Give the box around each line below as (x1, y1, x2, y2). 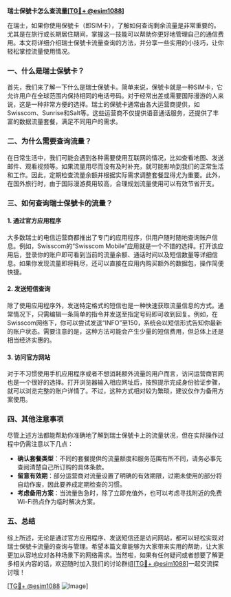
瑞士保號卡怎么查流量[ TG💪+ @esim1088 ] (7, 7, 125, 14)
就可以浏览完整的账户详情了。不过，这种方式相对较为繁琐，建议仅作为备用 (7, 387, 218, 395)
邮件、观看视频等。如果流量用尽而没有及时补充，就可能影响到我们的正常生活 (7, 162, 224, 170)
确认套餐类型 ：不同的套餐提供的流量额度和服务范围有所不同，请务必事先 (16, 454, 222, 463)
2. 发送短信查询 (7, 285, 51, 293)
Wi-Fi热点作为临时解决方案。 (16, 498, 100, 506)
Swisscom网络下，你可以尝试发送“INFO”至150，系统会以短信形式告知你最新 (7, 318, 222, 327)
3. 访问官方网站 (7, 353, 51, 361)
